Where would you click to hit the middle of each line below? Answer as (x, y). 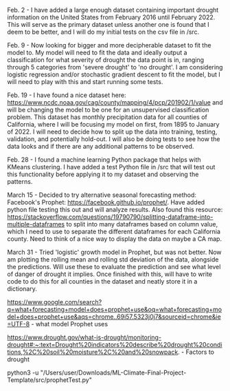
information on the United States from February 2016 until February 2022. (111, 17)
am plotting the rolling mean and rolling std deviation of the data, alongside (113, 260)
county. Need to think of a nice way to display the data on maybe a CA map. (114, 239)
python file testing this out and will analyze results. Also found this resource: (115, 210)
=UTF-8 (19, 324)
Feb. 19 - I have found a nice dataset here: (67, 95)
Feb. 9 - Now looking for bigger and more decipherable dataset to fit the (109, 45)
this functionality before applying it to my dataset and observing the (103, 174)
